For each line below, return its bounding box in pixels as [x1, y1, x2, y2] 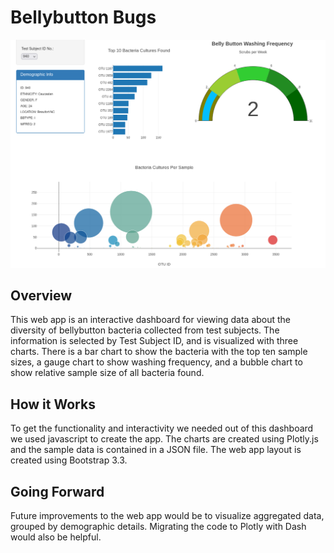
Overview [10, 287, 73, 305]
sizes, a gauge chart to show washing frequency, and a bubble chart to [10, 356, 303, 368]
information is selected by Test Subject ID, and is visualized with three [10, 335, 299, 347]
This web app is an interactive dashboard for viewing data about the [10, 314, 292, 326]
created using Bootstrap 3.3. [10, 454, 128, 466]
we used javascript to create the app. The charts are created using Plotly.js [10, 433, 319, 445]
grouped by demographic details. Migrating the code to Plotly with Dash [10, 521, 307, 533]
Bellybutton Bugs [10, 6, 157, 29]
